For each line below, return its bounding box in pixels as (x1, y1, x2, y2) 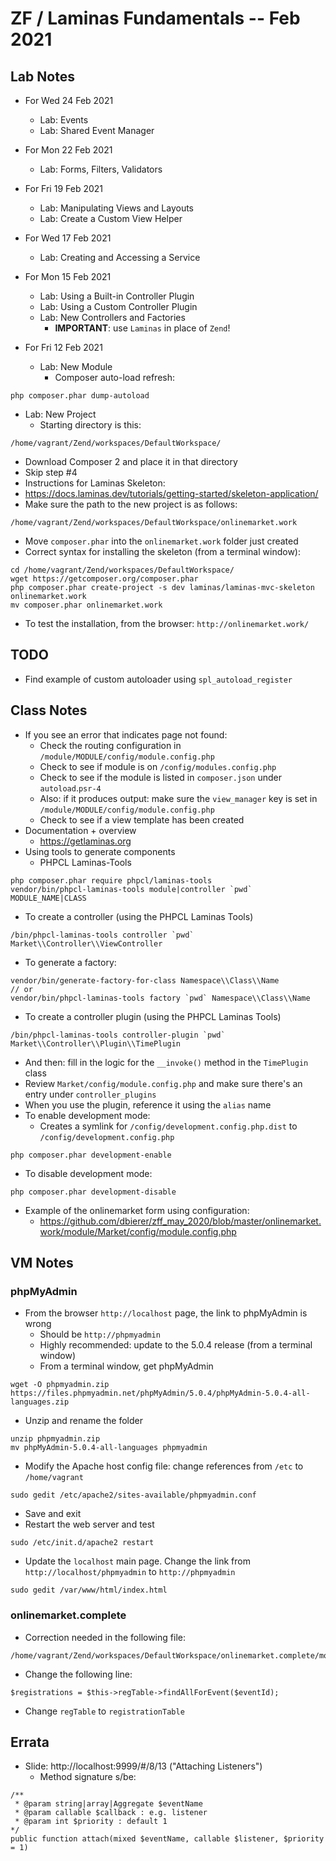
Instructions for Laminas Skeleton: (24, 477, 166, 489)
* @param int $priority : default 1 (14, 1817, 168, 1827)
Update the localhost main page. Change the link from (24, 1555, 251, 1567)
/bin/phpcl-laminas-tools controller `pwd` (10, 930, 195, 940)
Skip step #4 (24, 467, 78, 478)
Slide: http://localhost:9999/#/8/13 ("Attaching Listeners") (24, 1760, 263, 1772)
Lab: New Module (39, 361, 113, 372)
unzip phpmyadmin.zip (10, 1434, 101, 1444)
